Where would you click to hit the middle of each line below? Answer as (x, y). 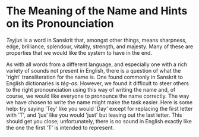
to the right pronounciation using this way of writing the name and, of (91, 89)
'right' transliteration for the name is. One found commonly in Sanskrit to (94, 77)
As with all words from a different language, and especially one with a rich (97, 64)
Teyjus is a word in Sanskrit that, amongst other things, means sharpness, (97, 40)
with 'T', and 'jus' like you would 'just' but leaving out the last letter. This (94, 115)
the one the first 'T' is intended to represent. (60, 127)
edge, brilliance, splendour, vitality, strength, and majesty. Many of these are (100, 46)
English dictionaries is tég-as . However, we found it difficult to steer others (97, 83)
